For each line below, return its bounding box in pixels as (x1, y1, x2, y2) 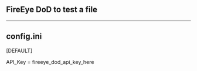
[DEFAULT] (6, 47, 33, 54)
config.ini (6, 32, 42, 42)
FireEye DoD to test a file (6, 5, 98, 15)
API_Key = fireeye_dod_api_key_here (6, 58, 94, 65)
